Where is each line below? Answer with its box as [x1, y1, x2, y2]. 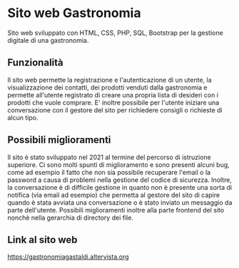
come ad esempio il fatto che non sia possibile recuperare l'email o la [7, 168, 211, 176]
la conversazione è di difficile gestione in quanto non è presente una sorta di [7, 183, 233, 191]
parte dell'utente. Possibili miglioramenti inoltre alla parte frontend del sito [7, 205, 225, 214]
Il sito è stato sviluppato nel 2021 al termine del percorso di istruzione [7, 153, 212, 161]
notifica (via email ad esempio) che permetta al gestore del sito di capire [7, 191, 220, 199]
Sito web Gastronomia [7, 5, 141, 21]
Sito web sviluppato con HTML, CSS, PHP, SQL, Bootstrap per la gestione [7, 28, 223, 37]
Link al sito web [7, 233, 78, 246]
